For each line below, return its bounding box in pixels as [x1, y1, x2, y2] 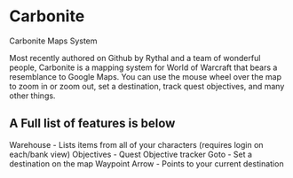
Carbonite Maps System [9, 35, 98, 46]
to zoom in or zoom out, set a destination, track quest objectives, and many [9, 81, 285, 91]
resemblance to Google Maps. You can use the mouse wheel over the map [9, 71, 282, 81]
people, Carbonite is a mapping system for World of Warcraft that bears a [9, 62, 278, 73]
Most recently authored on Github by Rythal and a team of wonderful [9, 52, 261, 63]
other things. [9, 90, 56, 101]
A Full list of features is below [9, 116, 176, 131]
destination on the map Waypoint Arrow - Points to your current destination [9, 158, 284, 169]
